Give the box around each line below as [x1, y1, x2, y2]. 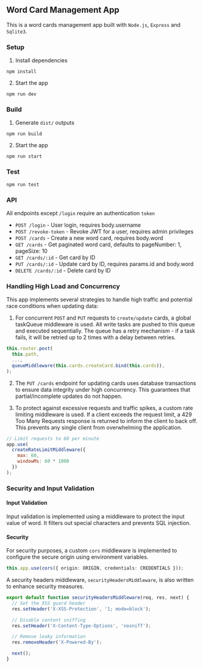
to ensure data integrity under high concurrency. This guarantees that [15, 386, 191, 393]
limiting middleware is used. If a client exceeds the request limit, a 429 [15, 411, 192, 418]
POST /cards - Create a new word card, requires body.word [15, 235, 163, 241]
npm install [6, 68, 37, 75]
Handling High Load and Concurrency [6, 282, 120, 290]
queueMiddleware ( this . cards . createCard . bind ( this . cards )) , [12, 362, 165, 369]
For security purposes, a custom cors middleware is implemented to [6, 547, 177, 554]
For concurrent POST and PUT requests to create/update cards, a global [15, 314, 191, 321]
